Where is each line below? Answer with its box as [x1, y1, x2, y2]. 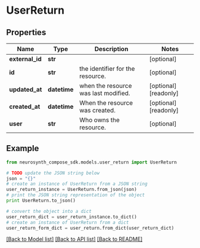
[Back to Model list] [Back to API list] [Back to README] [6, 236, 143, 243]
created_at [9, 102, 40, 111]
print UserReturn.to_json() [6, 197, 76, 204]
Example [6, 143, 39, 153]
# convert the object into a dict [6, 208, 92, 214]
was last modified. [79, 89, 130, 97]
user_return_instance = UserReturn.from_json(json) [6, 187, 137, 193]
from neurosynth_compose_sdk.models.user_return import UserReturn [6, 159, 177, 165]
